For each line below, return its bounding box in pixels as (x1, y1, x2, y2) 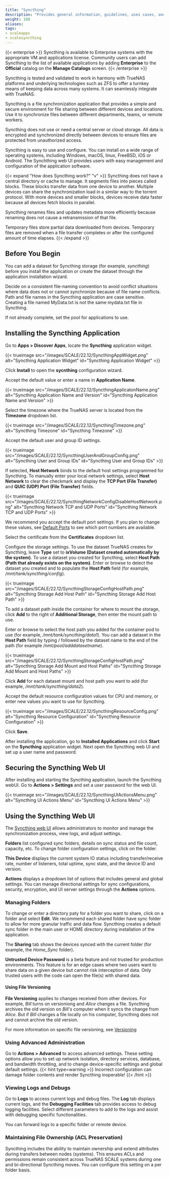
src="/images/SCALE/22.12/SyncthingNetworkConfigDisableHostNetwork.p (5, 498, 162, 504)
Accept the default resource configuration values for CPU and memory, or (5, 693, 158, 699)
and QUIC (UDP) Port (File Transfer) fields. (5, 483, 95, 489)
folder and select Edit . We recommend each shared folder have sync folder (5, 916, 161, 922)
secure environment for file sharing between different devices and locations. (5, 106, 164, 112)
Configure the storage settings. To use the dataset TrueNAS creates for (5, 544, 153, 550)
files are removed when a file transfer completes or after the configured (5, 229, 154, 235)
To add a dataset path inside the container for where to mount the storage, (5, 606, 160, 612)
